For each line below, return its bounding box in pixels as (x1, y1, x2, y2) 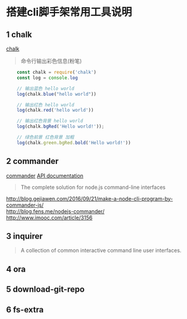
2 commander (6, 156, 59, 166)
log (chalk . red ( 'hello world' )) (17, 108, 94, 113)
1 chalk (6, 29, 33, 39)
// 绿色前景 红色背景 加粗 (17, 134, 75, 140)
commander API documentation (6, 172, 84, 179)
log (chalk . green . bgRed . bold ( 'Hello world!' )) (17, 140, 131, 146)
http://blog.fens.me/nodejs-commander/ (6, 207, 105, 214)
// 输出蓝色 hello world (17, 86, 75, 91)
